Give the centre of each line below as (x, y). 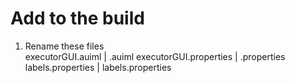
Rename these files (64, 46)
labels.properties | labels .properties (98, 67)
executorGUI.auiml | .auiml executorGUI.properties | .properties (155, 56)
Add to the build (77, 18)
